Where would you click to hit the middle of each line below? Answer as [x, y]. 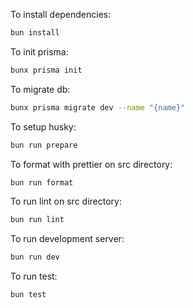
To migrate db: [40, 89]
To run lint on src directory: [66, 201]
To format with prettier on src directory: [91, 164]
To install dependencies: [61, 14]
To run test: [34, 276]
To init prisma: [39, 51]
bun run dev [35, 257]
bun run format [42, 182]
